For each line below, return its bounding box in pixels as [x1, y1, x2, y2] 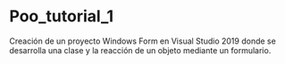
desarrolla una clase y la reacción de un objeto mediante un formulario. [9, 44, 272, 55]
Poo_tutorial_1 [9, 6, 114, 27]
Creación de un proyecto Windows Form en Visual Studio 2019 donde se [9, 36, 277, 46]
